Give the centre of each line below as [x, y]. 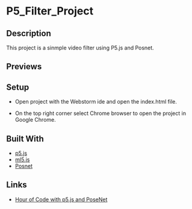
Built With [25, 139]
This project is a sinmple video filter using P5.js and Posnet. [80, 48]
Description [29, 33]
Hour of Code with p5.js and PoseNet [61, 199]
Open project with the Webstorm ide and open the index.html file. [96, 102]
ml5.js [22, 160]
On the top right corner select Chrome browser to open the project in [101, 113]
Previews [24, 67]
